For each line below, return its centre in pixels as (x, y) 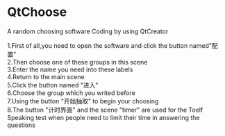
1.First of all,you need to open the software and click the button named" (109, 45)
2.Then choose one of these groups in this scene (77, 62)
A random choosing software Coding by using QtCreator (88, 31)
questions (22, 125)
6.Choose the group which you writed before (71, 93)
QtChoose (37, 12)
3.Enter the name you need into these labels (70, 69)
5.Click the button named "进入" (53, 85)
